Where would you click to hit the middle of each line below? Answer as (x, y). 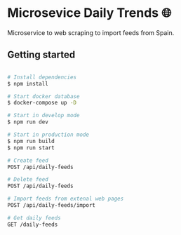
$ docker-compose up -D (42, 103)
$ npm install (28, 83)
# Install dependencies (42, 77)
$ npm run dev (28, 122)
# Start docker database (43, 96)
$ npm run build (31, 141)
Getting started (41, 55)
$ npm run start (31, 148)
